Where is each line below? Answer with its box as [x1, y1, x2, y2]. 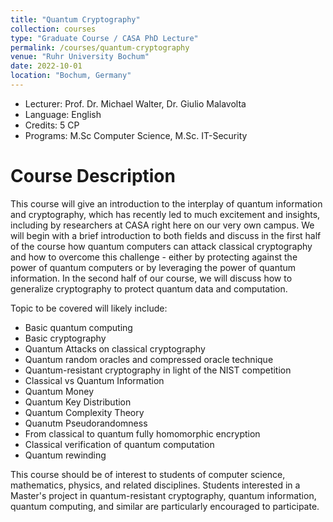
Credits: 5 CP [24, 119, 80, 131]
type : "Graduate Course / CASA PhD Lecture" [10, 33, 199, 43]
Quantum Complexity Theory [24, 406, 145, 418]
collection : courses [10, 24, 97, 34]
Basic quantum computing [24, 321, 133, 333]
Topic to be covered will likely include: [10, 302, 168, 314]
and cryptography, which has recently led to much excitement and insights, [10, 208, 321, 220]
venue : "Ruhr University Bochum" [10, 52, 150, 62]
